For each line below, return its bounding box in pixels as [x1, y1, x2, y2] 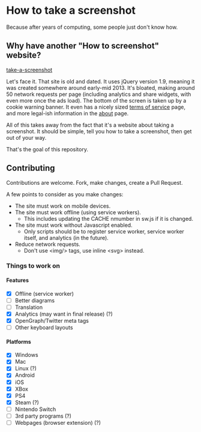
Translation [14, 304, 43, 311]
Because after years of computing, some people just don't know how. [6, 23, 178, 31]
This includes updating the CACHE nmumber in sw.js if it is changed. [23, 215, 194, 222]
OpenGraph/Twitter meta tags [14, 317, 89, 324]
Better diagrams [14, 296, 55, 304]
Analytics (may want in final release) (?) [14, 310, 113, 317]
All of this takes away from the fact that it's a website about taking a [6, 121, 174, 128]
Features [6, 277, 29, 284]
